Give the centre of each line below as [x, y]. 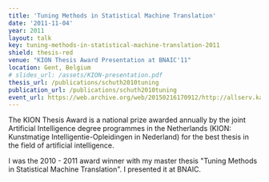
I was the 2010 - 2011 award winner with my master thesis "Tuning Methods [133, 161]
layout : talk [30, 38]
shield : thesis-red [41, 53]
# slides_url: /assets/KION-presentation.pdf [85, 75]
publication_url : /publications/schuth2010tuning [93, 90]
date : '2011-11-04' [41, 23]
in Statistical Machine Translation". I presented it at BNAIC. [105, 169]
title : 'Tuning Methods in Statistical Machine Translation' [112, 16]
